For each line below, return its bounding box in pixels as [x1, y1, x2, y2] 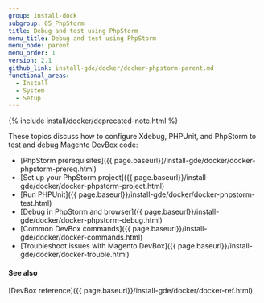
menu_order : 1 [8, 49, 56, 57]
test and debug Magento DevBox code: [8, 140, 138, 149]
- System [15, 86, 45, 95]
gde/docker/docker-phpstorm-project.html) [19, 182, 165, 191]
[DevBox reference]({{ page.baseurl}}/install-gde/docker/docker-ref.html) [8, 286, 254, 296]
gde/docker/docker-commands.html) [19, 232, 143, 242]
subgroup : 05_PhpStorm [8, 19, 85, 27]
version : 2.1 [8, 57, 52, 65]
